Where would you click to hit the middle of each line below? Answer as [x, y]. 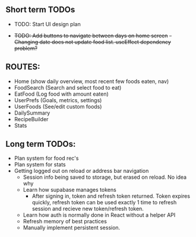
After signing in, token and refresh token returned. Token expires [111, 196]
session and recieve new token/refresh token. [88, 209]
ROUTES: [23, 67]
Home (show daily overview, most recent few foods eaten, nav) [91, 81]
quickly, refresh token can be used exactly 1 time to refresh [104, 203]
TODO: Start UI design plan [47, 24]
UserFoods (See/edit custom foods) [58, 106]
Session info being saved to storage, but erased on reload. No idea [105, 177]
